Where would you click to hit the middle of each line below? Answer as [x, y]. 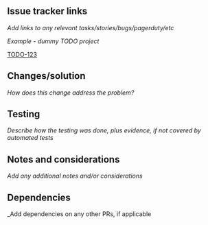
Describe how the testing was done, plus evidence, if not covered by [104, 130]
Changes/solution [46, 76]
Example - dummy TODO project [53, 41]
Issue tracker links [47, 11]
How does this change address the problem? [71, 93]
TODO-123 [22, 54]
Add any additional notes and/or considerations [75, 176]
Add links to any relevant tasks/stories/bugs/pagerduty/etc [91, 27]
